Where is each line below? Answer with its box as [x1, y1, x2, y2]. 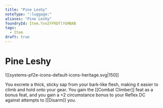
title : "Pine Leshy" [5, 7, 48, 12]
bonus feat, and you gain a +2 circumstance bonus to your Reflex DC [5, 92, 146, 98]
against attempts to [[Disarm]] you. [5, 97, 77, 103]
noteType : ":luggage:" [5, 12, 52, 17]
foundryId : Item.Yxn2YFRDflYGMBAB [5, 21, 77, 26]
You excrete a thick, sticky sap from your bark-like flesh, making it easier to [5, 81, 159, 87]
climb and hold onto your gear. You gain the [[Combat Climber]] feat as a [5, 86, 153, 92]
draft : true [5, 35, 30, 40]
